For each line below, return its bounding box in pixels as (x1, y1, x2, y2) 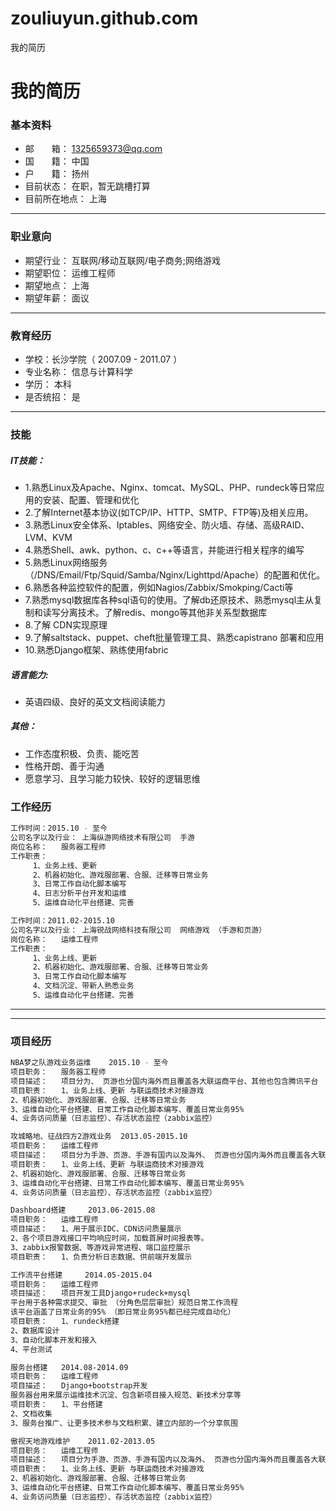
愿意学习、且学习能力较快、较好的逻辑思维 (24, 772, 201, 784)
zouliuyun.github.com (10, 7, 199, 30)
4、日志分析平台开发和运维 (32, 888, 127, 899)
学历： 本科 (24, 378, 72, 391)
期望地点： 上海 (24, 279, 90, 291)
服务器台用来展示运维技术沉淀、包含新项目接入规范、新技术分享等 (10, 1390, 242, 1401)
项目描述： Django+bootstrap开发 (10, 1381, 148, 1391)
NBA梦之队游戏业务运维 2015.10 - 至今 (10, 1058, 169, 1068)
